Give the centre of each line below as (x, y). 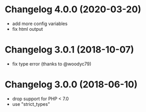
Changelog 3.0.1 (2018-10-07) (69, 50)
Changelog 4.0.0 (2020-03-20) (73, 9)
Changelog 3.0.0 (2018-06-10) (71, 85)
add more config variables (40, 24)
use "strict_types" (31, 104)
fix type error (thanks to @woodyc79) (52, 64)
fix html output (28, 29)
